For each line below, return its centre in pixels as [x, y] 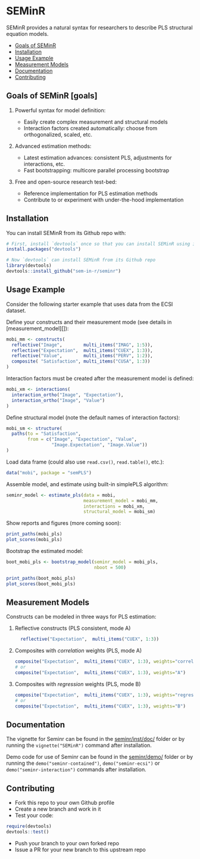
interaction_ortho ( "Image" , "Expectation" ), [68, 395]
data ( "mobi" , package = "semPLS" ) [49, 472]
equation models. [27, 33]
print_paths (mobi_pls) [34, 534]
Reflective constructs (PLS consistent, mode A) [73, 628]
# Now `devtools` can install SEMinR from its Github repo [81, 260]
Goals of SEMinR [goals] [52, 96]
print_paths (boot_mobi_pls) [41, 578]
